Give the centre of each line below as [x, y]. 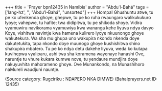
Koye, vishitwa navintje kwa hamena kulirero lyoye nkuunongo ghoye [75, 33]
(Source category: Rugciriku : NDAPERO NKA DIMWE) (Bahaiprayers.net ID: [81, 79]
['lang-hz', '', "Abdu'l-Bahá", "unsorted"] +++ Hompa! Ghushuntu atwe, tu [79, 12]
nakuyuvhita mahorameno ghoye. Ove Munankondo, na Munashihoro [75, 64]
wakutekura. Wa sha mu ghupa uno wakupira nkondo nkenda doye [72, 38]
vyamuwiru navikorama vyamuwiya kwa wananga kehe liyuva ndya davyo [80, 28]
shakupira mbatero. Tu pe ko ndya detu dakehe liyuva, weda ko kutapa [76, 49]
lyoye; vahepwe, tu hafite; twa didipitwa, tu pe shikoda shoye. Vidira [74, 23]
